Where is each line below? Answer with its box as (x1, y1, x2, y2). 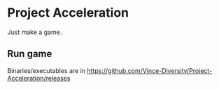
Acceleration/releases (7, 74, 71, 82)
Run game (7, 48, 52, 60)
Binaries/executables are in (7, 66, 86, 74)
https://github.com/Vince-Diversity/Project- (87, 66, 213, 74)
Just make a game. (7, 28, 62, 36)
